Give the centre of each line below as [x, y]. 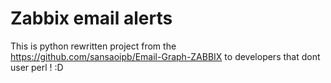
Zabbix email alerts [91, 18]
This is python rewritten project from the [93, 46]
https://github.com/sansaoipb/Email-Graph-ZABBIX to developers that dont [165, 56]
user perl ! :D [37, 67]
